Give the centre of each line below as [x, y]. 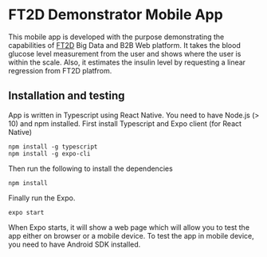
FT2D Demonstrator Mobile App [116, 15]
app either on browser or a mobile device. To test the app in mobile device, [131, 235]
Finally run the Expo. [42, 198]
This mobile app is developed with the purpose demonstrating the [116, 37]
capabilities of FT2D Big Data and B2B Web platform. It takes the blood [124, 45]
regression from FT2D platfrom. [60, 70]
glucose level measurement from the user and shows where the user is [125, 53]
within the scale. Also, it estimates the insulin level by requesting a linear [127, 62]
